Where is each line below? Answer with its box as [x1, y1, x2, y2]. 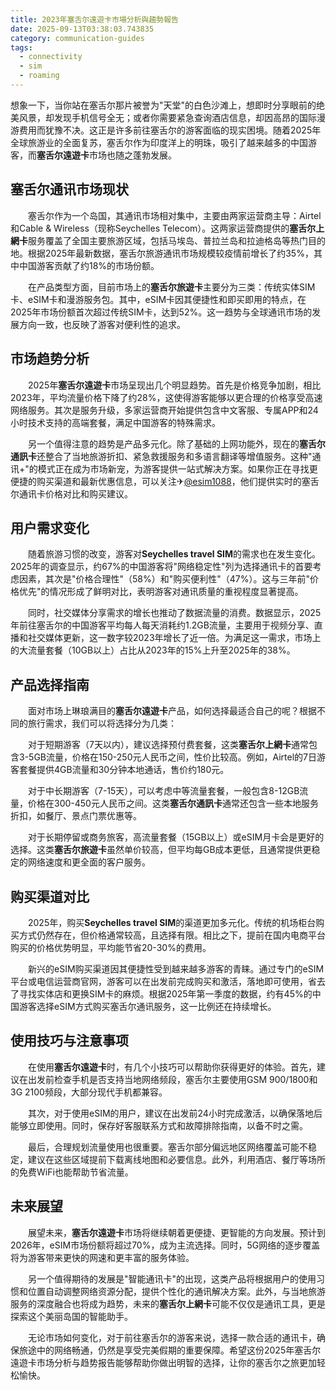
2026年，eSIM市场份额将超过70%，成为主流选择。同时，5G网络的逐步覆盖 [10, 1239, 321, 1251]
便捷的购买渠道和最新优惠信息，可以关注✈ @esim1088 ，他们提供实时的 [10, 475, 302, 487]
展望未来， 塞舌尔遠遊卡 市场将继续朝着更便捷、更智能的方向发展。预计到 [27, 1226, 326, 1238]
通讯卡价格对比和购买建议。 [18, 487, 133, 500]
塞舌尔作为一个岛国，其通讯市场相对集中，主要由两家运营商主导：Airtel [27, 209, 322, 221]
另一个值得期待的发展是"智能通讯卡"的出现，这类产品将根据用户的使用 [27, 1272, 317, 1285]
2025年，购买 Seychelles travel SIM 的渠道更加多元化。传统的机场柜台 [27, 916, 317, 928]
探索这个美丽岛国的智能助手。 [10, 1310, 133, 1322]
